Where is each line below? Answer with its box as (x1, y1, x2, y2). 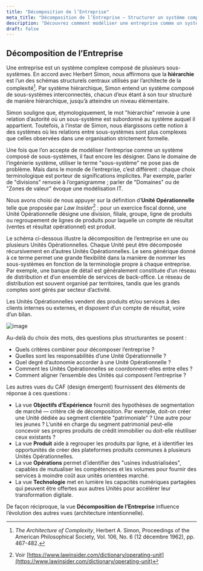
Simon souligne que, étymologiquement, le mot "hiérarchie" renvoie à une (6, 109, 190, 116)
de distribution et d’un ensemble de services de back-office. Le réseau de (6, 273, 190, 281)
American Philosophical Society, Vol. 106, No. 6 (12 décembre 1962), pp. (14, 533, 195, 541)
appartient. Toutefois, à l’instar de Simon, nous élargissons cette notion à (6, 121, 188, 129)
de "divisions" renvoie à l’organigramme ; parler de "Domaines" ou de (6, 178, 179, 185)
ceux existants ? (14, 433, 56, 441)
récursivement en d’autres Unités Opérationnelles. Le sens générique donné (6, 248, 196, 255)
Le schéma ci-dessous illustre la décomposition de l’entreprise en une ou (6, 235, 188, 242)
